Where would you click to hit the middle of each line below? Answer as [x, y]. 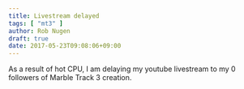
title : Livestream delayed [54, 16]
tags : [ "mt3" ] [36, 23]
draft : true [28, 38]
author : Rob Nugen [39, 31]
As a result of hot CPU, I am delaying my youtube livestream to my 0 [122, 69]
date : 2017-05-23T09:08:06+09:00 [65, 46]
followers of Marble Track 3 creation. [70, 78]
